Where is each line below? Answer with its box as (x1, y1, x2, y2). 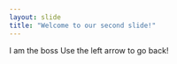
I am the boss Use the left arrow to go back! (9, 45, 169, 55)
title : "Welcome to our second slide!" (9, 21, 157, 30)
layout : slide (9, 12, 62, 22)
